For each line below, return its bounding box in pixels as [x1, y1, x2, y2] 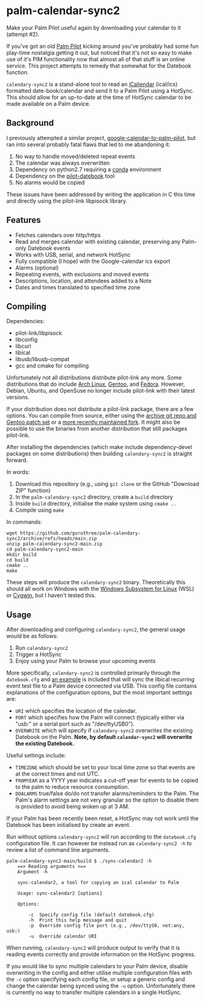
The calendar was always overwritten [15, 159, 110, 166]
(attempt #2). [6, 30, 40, 37]
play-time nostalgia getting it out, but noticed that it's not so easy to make [6, 49, 192, 56]
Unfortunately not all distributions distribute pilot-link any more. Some [6, 374, 182, 382]
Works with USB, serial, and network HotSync [15, 251, 131, 258]
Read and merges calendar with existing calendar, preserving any [15, 238, 181, 245]
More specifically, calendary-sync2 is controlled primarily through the [6, 669, 181, 676]
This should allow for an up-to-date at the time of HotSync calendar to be [6, 93, 192, 101]
